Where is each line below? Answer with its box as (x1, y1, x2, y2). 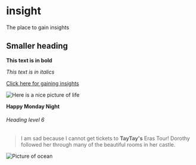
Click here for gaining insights (6, 80, 80, 87)
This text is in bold (6, 56, 52, 64)
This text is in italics (6, 68, 55, 75)
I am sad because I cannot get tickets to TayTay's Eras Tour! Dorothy (20, 135, 190, 142)
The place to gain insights (6, 24, 69, 31)
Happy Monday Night (6, 103, 60, 110)
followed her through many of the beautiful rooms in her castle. (20, 141, 176, 148)
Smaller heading (6, 41, 68, 51)
